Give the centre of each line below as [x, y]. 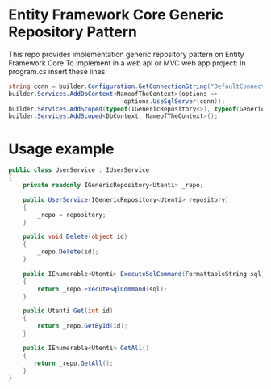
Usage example [61, 149]
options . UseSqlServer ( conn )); [175, 101]
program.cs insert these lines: [58, 71]
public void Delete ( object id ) [75, 237]
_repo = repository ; [72, 215]
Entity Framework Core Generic [116, 15]
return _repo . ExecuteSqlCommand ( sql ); [102, 289]
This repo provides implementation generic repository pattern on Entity [126, 54]
